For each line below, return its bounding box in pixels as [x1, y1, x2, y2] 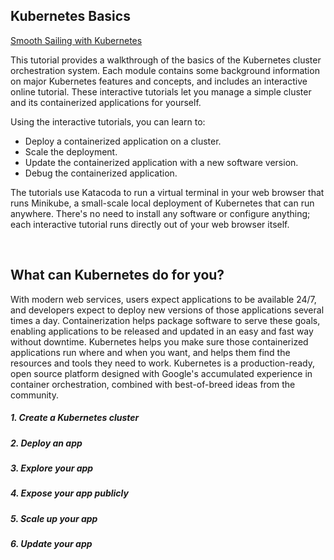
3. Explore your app [10, 462, 94, 474]
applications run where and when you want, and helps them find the [10, 346, 291, 358]
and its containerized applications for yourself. [10, 96, 202, 108]
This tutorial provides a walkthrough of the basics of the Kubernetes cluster [10, 54, 322, 66]
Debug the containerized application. [24, 167, 178, 179]
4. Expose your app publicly [10, 487, 129, 499]
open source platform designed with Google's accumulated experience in [10, 367, 313, 379]
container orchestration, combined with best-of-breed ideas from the [10, 378, 296, 390]
